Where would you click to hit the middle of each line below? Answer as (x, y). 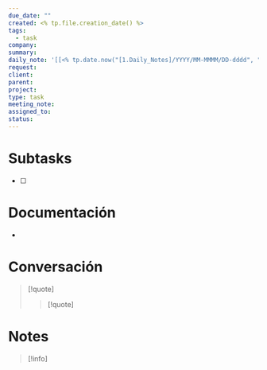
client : (21, 75)
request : (23, 68)
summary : (23, 53)
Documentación (62, 212)
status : (21, 119)
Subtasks (40, 159)
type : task (26, 97)
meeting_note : (32, 104)
